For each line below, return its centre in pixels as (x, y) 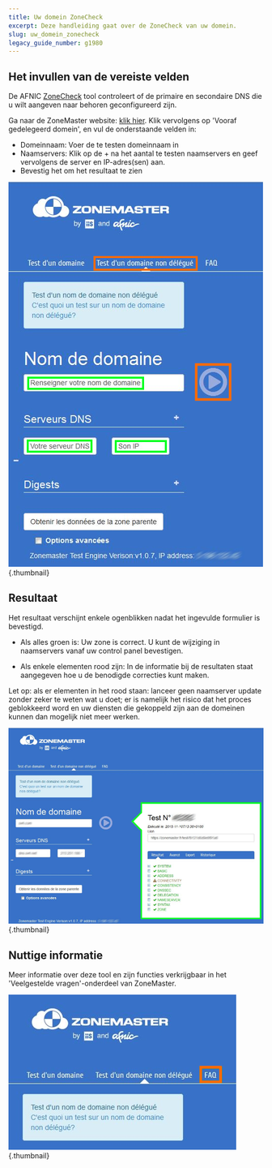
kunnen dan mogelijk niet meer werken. (74, 716)
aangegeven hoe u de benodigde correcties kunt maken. (115, 675)
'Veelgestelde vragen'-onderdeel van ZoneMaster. (92, 983)
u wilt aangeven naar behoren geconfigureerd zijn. (93, 105)
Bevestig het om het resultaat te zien (81, 171)
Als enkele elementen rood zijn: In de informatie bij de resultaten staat (136, 666)
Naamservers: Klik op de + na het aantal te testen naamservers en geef (139, 153)
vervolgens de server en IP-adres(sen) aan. (93, 162)
